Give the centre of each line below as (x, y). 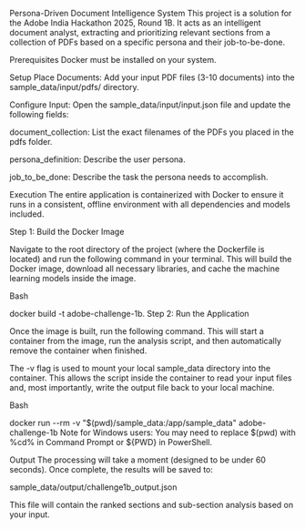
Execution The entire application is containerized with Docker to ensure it (147, 194)
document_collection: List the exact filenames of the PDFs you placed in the (152, 132)
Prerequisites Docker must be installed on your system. (113, 60)
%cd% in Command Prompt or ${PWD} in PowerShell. (111, 442)
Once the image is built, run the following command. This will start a (137, 331)
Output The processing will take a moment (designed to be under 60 (138, 460)
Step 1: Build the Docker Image (67, 232)
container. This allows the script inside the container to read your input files (151, 378)
